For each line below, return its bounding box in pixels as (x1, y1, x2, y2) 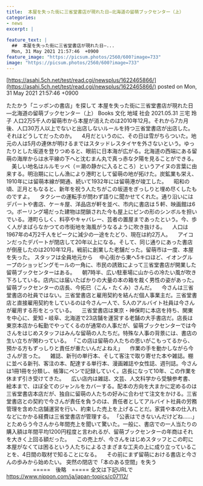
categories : (6, 15, 36, 21)
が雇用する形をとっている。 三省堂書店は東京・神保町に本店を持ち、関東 (6, 306, 193, 314)
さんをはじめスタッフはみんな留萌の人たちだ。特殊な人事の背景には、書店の (6, 329, 198, 337)
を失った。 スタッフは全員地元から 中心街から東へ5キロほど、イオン (6, 253, 182, 261)
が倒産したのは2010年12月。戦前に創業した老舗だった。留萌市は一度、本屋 (6, 246, 194, 253)
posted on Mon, (157, 83, 197, 90)
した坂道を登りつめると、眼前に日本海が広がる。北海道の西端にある (22, 147, 192, 155)
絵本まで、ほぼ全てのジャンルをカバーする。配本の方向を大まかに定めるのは (6, 382, 197, 390)
